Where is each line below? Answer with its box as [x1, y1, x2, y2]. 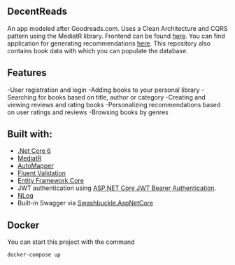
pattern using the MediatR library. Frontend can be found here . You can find [7, 32, 225, 40]
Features [7, 67, 47, 79]
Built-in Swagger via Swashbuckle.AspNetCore [17, 199, 154, 208]
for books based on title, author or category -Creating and [38, 93, 206, 101]
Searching [7, 93, 37, 101]
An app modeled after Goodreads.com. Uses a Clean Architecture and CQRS [7, 24, 228, 32]
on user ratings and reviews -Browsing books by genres [7, 108, 169, 116]
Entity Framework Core [17, 177, 84, 185]
